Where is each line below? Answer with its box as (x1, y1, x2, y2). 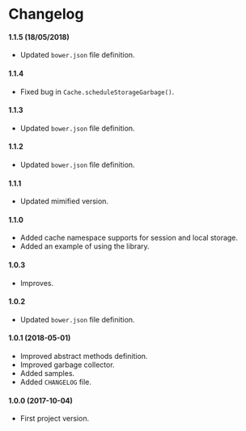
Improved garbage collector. (19, 360, 115, 369)
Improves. (19, 278, 54, 288)
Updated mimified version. (19, 196, 109, 207)
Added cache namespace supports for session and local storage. (19, 233, 239, 243)
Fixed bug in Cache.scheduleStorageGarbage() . (19, 87, 175, 96)
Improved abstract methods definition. (19, 352, 148, 361)
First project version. (19, 414, 90, 424)
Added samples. (19, 369, 75, 378)
